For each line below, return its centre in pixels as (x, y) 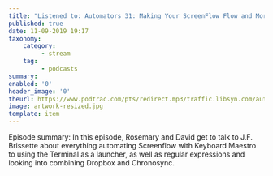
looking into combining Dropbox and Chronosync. (91, 163)
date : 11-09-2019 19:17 (49, 31)
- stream (56, 54)
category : (40, 46)
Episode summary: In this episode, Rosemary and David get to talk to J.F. (131, 137)
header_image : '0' (39, 91)
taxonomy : (25, 39)
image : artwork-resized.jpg (56, 106)
